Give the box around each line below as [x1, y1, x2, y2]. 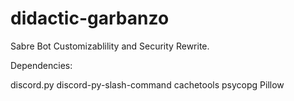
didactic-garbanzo [10, 7, 170, 30]
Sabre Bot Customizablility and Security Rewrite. [10, 40, 210, 52]
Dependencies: [10, 59, 73, 71]
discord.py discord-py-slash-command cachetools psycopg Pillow [10, 78, 285, 91]
